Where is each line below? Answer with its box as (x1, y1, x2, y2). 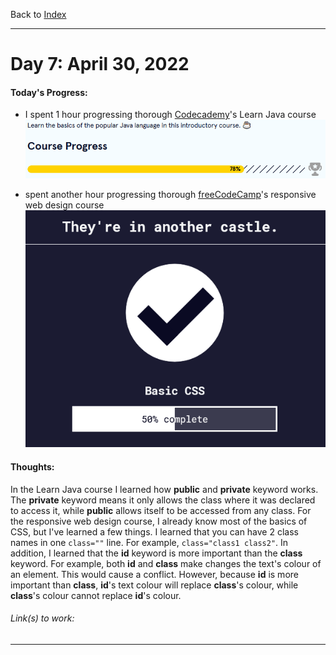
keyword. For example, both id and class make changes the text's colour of (10, 557, 322, 569)
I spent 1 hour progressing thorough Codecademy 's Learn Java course (24, 109, 317, 121)
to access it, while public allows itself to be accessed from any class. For (10, 504, 312, 516)
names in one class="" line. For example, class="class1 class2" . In (10, 536, 289, 548)
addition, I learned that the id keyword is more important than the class (10, 547, 303, 559)
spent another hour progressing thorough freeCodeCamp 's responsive (24, 189, 317, 201)
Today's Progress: (10, 86, 88, 98)
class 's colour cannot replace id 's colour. (10, 589, 182, 601)
